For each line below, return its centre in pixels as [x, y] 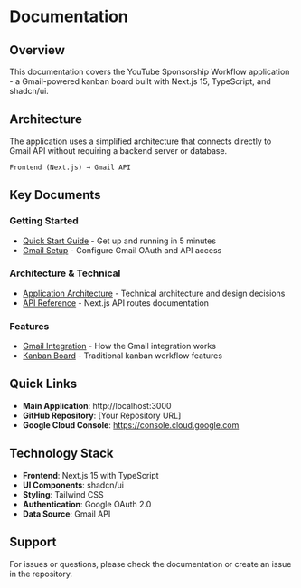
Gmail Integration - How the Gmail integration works [119, 346]
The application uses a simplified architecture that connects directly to [141, 141]
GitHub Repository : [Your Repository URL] [102, 415]
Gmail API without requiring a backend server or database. [118, 150]
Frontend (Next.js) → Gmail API [70, 167]
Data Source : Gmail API [66, 514]
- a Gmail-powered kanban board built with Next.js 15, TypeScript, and [140, 81]
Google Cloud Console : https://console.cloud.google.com [131, 425]
